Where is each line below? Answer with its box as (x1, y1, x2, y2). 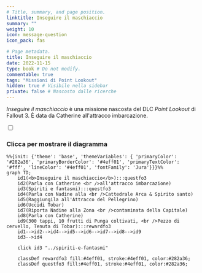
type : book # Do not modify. (6, 66, 81, 72)
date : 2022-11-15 (6, 60, 51, 66)
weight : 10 (6, 26, 34, 33)
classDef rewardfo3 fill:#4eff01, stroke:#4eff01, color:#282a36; (17, 256, 191, 262)
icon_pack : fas (6, 37, 45, 44)
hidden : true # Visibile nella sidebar (6, 83, 109, 89)
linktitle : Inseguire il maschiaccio (6, 15, 103, 21)
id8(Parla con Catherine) (17, 213, 84, 219)
